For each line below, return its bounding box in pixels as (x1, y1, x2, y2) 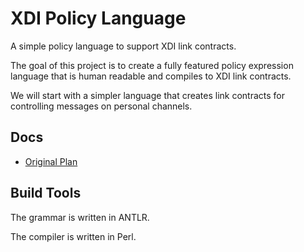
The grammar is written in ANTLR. (10, 211, 150, 223)
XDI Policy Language (10, 7, 187, 30)
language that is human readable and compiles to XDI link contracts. (10, 70, 292, 82)
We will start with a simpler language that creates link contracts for (10, 89, 286, 101)
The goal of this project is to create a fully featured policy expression (10, 59, 294, 71)
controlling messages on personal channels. (10, 100, 193, 112)
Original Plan (24, 155, 78, 167)
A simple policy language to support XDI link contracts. (10, 40, 237, 52)
